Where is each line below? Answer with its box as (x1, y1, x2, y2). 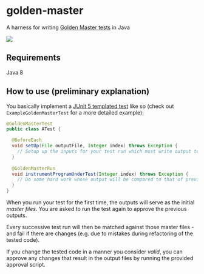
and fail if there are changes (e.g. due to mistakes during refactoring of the (6, 230, 193, 237)
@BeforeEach (12, 137, 42, 143)
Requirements (6, 53, 61, 63)
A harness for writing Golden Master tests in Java (6, 24, 131, 31)
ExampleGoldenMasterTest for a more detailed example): (6, 109, 144, 116)
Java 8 (6, 68, 23, 76)
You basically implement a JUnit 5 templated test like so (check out (6, 102, 174, 110)
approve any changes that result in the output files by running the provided (6, 255, 194, 262)
